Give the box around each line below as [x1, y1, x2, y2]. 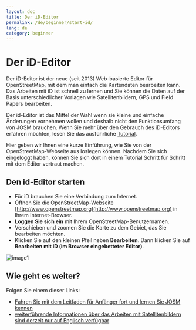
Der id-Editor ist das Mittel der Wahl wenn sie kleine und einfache [6, 112, 164, 119]
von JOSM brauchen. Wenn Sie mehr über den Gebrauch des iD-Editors [6, 124, 180, 131]
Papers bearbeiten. [6, 100, 53, 107]
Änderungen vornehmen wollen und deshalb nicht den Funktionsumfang [6, 118, 181, 125]
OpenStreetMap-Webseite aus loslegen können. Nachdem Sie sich [6, 148, 167, 155]
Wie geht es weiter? [6, 271, 80, 281]
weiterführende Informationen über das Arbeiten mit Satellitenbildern [14, 311, 181, 318]
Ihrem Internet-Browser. [14, 211, 73, 218]
